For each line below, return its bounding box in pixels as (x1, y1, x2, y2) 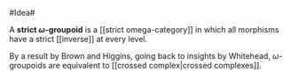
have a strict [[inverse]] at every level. (9, 34, 148, 44)
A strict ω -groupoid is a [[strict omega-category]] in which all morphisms (9, 25, 279, 34)
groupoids (9, 61, 47, 70)
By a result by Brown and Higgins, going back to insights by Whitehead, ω (9, 51, 279, 61)
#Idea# (9, 8, 35, 18)
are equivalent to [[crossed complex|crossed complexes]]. (48, 61, 262, 70)
